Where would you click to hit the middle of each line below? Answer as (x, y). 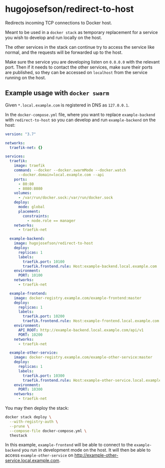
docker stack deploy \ (28, 417)
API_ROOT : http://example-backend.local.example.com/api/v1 (81, 330)
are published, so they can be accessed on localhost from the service (76, 72)
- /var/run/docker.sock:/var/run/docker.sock (65, 198)
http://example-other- (96, 455)
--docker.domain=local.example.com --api (61, 175)
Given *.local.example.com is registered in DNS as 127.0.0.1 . (67, 105)
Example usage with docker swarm (57, 93)
